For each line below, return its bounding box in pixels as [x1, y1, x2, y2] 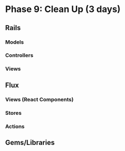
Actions [5, 123, 25, 130]
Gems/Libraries [5, 138, 55, 146]
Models [5, 39, 24, 46]
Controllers [5, 52, 34, 59]
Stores [5, 109, 22, 116]
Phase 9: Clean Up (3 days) [5, 4, 121, 15]
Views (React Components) [5, 96, 74, 103]
